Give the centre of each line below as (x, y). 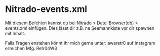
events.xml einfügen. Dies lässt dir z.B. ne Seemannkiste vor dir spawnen (80, 28)
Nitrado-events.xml (46, 9)
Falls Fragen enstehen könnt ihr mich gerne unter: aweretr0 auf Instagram (80, 43)
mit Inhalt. (15, 33)
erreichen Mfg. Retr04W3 (31, 48)
